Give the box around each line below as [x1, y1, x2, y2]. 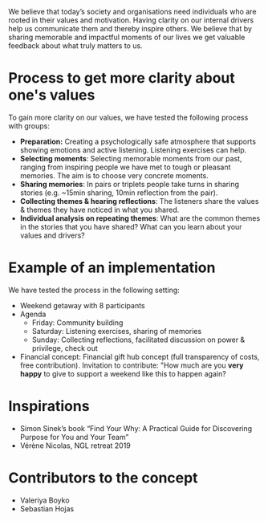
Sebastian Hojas [19, 503, 75, 513]
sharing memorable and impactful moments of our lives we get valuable [8, 32, 246, 42]
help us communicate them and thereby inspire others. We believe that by [8, 24, 253, 33]
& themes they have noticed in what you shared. [19, 205, 180, 214]
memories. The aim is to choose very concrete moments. [19, 170, 209, 180]
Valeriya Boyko [19, 495, 70, 505]
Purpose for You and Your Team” [19, 432, 129, 442]
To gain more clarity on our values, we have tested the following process [8, 112, 249, 122]
